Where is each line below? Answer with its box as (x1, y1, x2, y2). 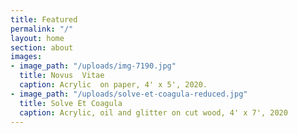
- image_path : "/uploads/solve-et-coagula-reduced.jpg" (10, 89, 248, 99)
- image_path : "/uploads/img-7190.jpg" (10, 61, 177, 71)
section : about (10, 42, 74, 53)
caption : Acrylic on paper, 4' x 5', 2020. (19, 80, 208, 90)
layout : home (10, 33, 65, 43)
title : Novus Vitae (19, 71, 105, 81)
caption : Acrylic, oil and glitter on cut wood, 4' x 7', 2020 (19, 107, 288, 118)
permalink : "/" (10, 24, 74, 34)
